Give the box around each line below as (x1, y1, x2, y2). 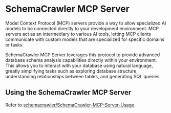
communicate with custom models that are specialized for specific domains (5, 36, 165, 42)
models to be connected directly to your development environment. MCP (5, 25, 159, 31)
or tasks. (5, 41, 24, 48)
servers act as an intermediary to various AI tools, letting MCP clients (5, 31, 151, 37)
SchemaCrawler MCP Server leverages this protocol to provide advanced (5, 52, 160, 58)
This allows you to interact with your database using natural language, (5, 62, 153, 69)
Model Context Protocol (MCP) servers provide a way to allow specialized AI (5, 20, 166, 26)
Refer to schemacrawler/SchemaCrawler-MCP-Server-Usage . (5, 102, 136, 108)
